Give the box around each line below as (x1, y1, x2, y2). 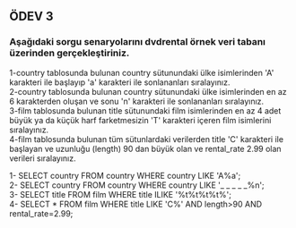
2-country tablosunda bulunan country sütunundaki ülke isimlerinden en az (9, 86, 287, 97)
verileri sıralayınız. (9, 153, 76, 164)
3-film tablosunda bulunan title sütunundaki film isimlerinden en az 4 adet (9, 105, 282, 116)
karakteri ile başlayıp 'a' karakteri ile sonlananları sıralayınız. (9, 77, 231, 88)
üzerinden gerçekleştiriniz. (9, 46, 130, 59)
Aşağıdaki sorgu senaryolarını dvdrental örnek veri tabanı (9, 36, 266, 48)
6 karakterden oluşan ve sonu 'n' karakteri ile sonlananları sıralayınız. (9, 96, 265, 106)
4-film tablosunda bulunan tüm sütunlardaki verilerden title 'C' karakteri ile (9, 133, 284, 144)
